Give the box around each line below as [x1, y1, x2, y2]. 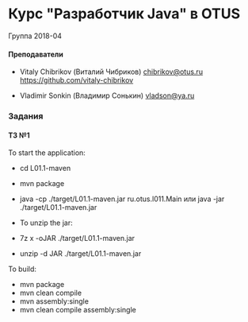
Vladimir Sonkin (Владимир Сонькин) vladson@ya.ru [19, 91, 195, 100]
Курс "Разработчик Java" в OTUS [8, 5, 240, 23]
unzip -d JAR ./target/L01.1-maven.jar [19, 249, 142, 258]
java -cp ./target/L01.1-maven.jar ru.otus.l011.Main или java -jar [19, 194, 225, 204]
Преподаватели [8, 49, 63, 59]
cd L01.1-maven [19, 164, 71, 173]
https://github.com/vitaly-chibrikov [19, 76, 134, 85]
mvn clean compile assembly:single [19, 305, 136, 315]
